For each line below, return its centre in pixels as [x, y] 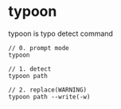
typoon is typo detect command [61, 33]
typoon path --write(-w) [49, 97]
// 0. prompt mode [39, 48]
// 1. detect [30, 69]
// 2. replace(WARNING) [48, 90]
